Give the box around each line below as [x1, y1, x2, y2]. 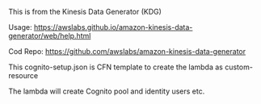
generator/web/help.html [8, 31, 91, 40]
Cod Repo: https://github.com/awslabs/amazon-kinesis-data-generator [8, 47, 246, 56]
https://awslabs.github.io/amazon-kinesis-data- [33, 23, 193, 31]
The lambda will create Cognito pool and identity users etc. [8, 86, 205, 96]
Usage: [8, 23, 32, 31]
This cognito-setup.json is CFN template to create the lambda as [8, 62, 224, 72]
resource [8, 71, 39, 80]
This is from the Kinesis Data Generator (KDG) [8, 7, 162, 16]
